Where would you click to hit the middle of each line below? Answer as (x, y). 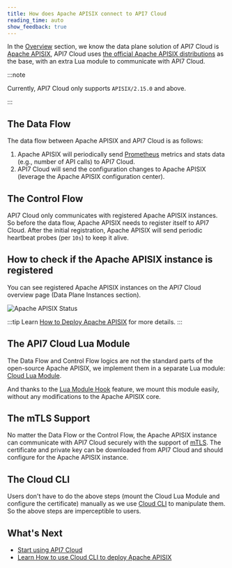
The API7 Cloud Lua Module (69, 344)
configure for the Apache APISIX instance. (68, 458)
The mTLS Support (49, 419)
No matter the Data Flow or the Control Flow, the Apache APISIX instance (112, 435)
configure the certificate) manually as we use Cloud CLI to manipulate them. (116, 504)
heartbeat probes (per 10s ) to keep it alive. (68, 238)
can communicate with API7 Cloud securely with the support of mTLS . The (114, 443)
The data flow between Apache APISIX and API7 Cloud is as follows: (105, 141)
